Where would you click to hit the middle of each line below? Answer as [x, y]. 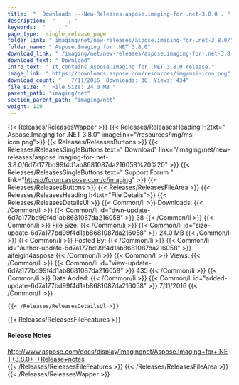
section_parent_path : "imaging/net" [62, 100]
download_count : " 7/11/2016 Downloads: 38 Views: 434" [99, 80]
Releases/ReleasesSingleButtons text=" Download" [83, 149]
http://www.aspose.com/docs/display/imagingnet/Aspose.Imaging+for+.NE [118, 352]
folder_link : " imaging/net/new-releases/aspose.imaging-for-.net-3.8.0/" [121, 41]
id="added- [210, 278]
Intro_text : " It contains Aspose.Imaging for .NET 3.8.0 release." [111, 67]
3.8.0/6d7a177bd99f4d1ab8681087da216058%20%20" [88, 164]
